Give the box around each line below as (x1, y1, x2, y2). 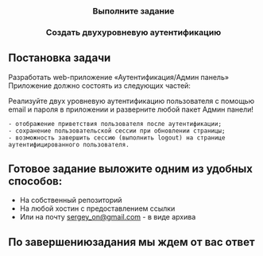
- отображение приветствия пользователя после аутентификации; (8, 120, 222, 128)
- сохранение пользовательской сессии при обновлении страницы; (8, 127, 226, 135)
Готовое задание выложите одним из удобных (8, 162, 253, 176)
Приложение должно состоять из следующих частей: (8, 81, 191, 90)
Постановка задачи (8, 52, 111, 65)
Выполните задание (92, 6, 175, 17)
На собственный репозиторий (19, 196, 122, 205)
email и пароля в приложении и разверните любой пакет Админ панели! (8, 105, 254, 114)
